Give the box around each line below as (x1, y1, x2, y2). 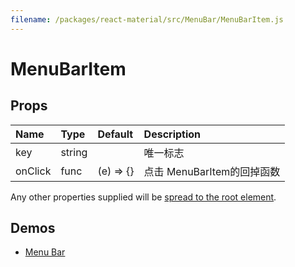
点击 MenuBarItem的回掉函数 (143, 164, 281, 178)
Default (97, 127, 134, 141)
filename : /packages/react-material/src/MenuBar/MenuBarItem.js (10, 14, 284, 25)
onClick (15, 164, 52, 178)
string (60, 145, 88, 159)
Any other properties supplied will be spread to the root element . (10, 191, 277, 203)
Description (143, 127, 202, 141)
